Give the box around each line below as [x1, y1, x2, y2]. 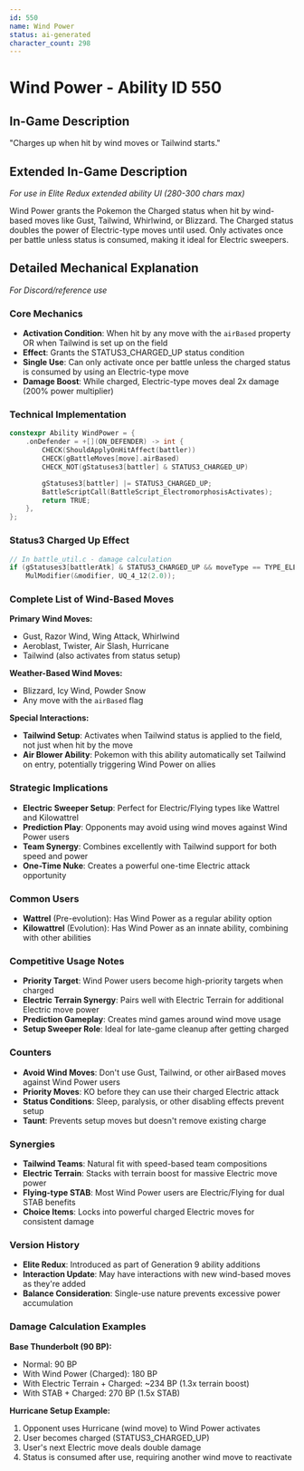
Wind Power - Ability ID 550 [9, 78, 223, 98]
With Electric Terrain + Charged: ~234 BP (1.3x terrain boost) [22, 1378, 251, 1389]
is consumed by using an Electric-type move [22, 366, 190, 377]
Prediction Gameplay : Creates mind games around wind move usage [22, 1014, 281, 1025]
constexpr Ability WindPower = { [9, 429, 136, 438]
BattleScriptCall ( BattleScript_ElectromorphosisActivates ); [42, 487, 273, 497]
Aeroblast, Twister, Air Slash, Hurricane [22, 641, 169, 652]
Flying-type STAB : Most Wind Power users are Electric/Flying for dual [22, 1186, 285, 1197]
